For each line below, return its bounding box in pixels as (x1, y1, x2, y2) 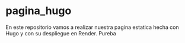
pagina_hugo (5, 4, 72, 18)
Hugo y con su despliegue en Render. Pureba (5, 29, 116, 37)
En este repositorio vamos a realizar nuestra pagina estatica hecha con (5, 24, 179, 31)
